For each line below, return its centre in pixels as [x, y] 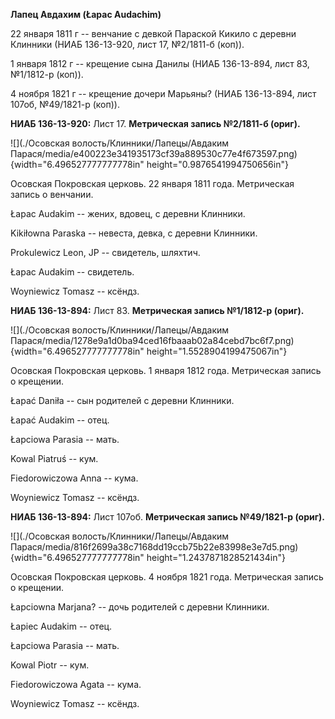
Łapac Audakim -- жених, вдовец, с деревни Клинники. [128, 213]
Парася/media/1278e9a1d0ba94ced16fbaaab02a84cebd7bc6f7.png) [152, 340]
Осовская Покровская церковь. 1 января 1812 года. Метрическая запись [166, 370]
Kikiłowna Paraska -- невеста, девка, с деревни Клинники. [134, 233]
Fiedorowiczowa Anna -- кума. [74, 478]
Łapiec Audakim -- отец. [61, 626]
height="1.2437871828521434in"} [216, 557]
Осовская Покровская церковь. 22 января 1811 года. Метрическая [152, 183]
